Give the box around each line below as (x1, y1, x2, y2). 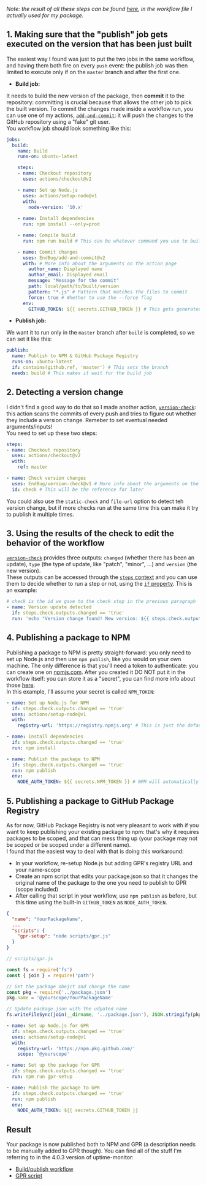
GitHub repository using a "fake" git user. (6, 118, 110, 125)
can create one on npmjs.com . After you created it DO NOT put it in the (6, 668, 186, 676)
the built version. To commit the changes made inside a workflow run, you (6, 105, 193, 112)
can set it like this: (6, 335, 52, 343)
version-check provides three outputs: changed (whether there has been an (6, 554, 195, 561)
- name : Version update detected (6, 604, 92, 610)
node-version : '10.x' (28, 204, 84, 210)
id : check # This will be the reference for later (12, 486, 144, 493)
